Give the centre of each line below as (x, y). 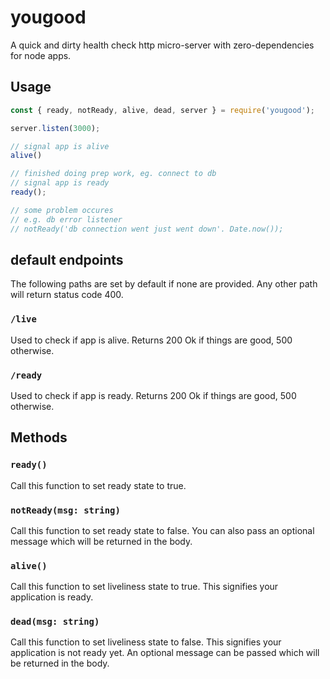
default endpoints (67, 259)
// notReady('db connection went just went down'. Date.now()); (147, 229)
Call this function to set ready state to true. (98, 485)
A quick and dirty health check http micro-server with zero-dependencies (162, 45)
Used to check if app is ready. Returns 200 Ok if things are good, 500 (153, 395)
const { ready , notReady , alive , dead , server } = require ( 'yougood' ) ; (162, 110)
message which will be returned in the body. (101, 541)
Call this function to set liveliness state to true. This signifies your (144, 587)
